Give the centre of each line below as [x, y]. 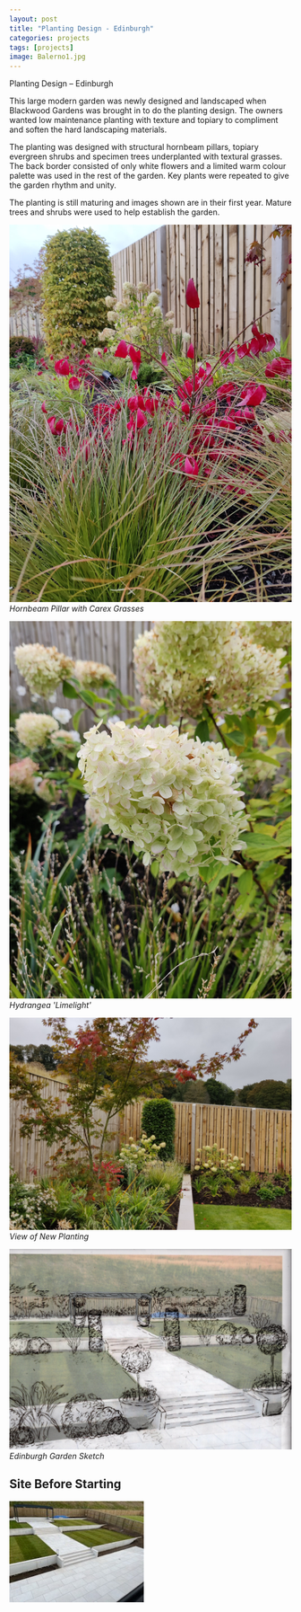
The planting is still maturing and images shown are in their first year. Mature [151, 203]
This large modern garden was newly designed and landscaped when [138, 101]
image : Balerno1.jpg [48, 57]
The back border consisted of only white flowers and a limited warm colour [148, 166]
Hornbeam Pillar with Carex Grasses [77, 609]
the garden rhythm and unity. [63, 185]
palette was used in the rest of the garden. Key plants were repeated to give [149, 176]
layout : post [34, 19]
